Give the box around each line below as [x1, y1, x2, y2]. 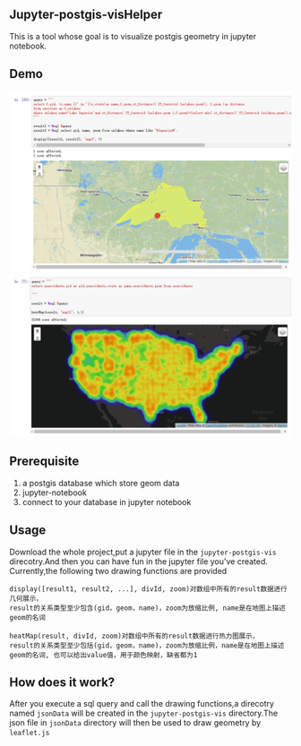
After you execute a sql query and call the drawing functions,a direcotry [9, 699, 275, 709]
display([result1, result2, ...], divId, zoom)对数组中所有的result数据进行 [9, 584, 288, 594]
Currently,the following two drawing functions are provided [9, 565, 228, 576]
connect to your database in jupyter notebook [21, 496, 192, 507]
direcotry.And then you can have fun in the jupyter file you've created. [9, 555, 269, 567]
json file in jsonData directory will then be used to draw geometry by [9, 717, 262, 728]
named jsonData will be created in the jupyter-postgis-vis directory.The [9, 707, 279, 719]
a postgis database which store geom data [21, 477, 180, 488]
